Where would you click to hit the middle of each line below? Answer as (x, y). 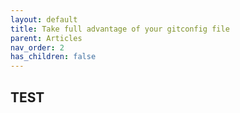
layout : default (44, 19)
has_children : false (53, 57)
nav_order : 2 (37, 47)
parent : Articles (46, 38)
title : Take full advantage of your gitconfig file (120, 29)
